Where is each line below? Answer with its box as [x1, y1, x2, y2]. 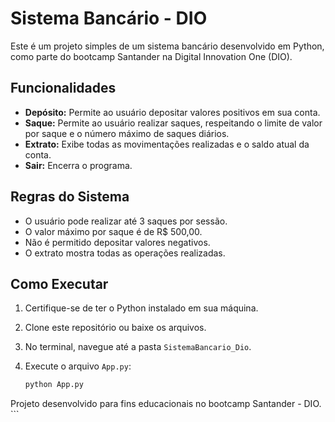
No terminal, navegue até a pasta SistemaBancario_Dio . [24, 341, 252, 353]
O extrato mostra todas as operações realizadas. [24, 247, 226, 259]
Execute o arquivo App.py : [24, 360, 132, 372]
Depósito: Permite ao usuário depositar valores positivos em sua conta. [24, 106, 321, 118]
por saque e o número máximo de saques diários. [24, 127, 230, 139]
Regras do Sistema [10, 188, 130, 206]
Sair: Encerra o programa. [24, 159, 133, 171]
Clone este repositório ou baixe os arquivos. [24, 322, 207, 334]
